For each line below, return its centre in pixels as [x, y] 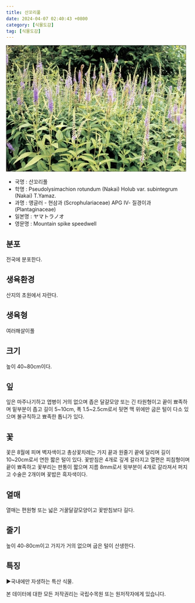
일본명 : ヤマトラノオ [39, 216]
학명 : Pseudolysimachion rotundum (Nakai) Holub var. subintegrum [96, 189]
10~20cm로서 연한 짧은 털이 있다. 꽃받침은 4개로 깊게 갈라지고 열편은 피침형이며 [98, 460]
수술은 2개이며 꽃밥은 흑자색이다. [50, 475]
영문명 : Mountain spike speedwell [56, 224]
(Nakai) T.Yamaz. [35, 196]
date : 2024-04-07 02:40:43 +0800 [47, 19]
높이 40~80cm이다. [29, 366]
